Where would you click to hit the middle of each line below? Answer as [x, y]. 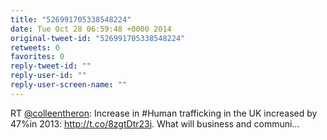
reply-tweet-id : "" [51, 66]
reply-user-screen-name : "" [69, 85]
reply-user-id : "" [48, 76]
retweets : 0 [35, 47]
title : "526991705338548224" [71, 19]
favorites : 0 [37, 57]
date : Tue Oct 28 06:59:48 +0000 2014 [91, 29]
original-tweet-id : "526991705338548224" [98, 38]
